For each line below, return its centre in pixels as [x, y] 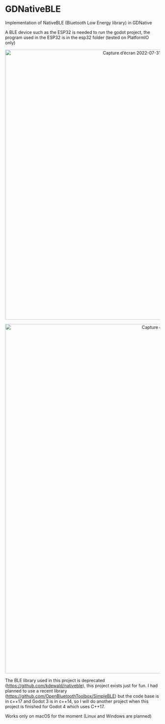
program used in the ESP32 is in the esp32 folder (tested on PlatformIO [77, 37]
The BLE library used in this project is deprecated [55, 680]
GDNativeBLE [33, 9]
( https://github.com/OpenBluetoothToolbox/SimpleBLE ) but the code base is [82, 696]
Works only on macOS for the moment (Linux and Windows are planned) [78, 716]
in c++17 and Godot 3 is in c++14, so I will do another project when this [77, 701]
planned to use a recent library [36, 691]
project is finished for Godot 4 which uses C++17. [55, 706]
